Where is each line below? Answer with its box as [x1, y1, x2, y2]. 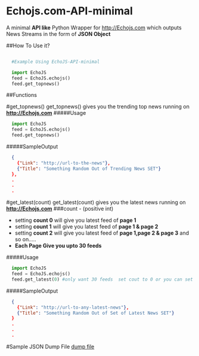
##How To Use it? [6, 42, 50, 49]
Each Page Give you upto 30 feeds [14, 242, 102, 249]
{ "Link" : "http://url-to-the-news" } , [17, 160, 111, 166]
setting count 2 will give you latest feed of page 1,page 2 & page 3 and [14, 229, 189, 237]
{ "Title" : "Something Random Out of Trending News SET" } [17, 166, 161, 172]
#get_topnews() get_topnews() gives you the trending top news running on [6, 103, 189, 110]
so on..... [14, 236, 37, 243]
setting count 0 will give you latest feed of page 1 [14, 217, 136, 224]
